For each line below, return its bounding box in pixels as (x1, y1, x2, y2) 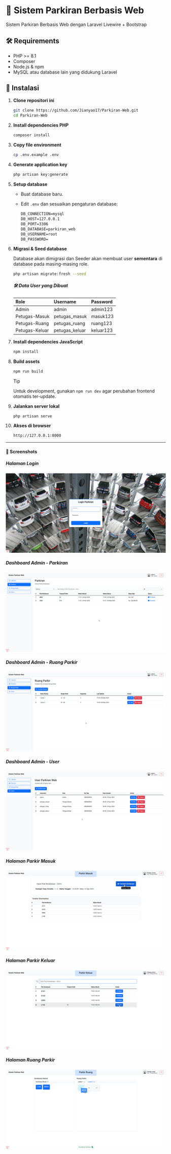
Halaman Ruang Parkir (6, 1056, 55, 1063)
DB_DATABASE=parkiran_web (20, 226, 76, 232)
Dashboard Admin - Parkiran (6, 559, 68, 566)
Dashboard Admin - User (6, 758, 60, 764)
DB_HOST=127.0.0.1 (20, 216, 60, 222)
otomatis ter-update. (13, 393, 56, 399)
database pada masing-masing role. (13, 261, 89, 267)
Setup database (13, 181, 48, 187)
